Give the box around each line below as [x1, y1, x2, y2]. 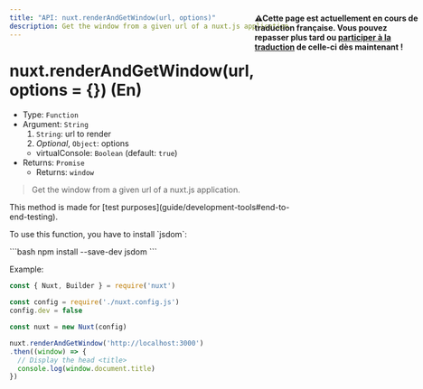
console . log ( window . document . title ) [17, 364, 155, 373]
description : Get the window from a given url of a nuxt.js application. [9, 22, 294, 31]
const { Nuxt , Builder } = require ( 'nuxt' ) [9, 282, 176, 291]
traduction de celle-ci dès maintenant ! [254, 42, 404, 52]
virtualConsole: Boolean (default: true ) [35, 148, 178, 159]
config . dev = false [9, 306, 83, 316]
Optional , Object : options [35, 138, 129, 149]
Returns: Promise [22, 157, 85, 168]
